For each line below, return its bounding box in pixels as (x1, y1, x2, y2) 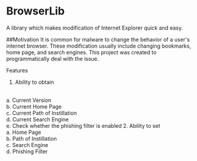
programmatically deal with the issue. (6, 55, 99, 62)
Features (6, 66, 28, 74)
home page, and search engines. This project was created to (6, 48, 157, 55)
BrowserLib (6, 4, 65, 18)
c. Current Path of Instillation (6, 109, 77, 116)
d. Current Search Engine (6, 116, 69, 123)
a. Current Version (6, 96, 52, 104)
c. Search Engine (6, 141, 49, 148)
